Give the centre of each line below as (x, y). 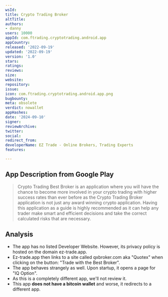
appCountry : (18, 43)
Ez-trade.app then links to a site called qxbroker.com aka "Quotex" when (88, 257)
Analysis (19, 235)
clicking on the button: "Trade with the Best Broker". (66, 262)
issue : (12, 89)
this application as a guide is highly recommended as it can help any (88, 208)
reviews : (14, 71)
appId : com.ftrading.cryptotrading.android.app (56, 38)
